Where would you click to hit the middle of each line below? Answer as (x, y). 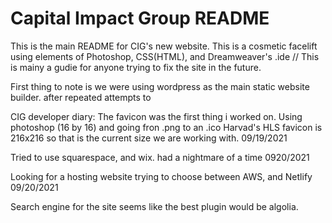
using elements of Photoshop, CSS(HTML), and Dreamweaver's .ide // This (165, 56)
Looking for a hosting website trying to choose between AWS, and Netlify (161, 176)
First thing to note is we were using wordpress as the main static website (160, 86)
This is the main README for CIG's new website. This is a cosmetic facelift (164, 46)
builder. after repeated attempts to (81, 97)
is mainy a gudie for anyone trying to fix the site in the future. (136, 67)
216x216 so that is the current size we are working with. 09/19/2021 (149, 138)
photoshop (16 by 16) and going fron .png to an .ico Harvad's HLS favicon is (166, 127)
